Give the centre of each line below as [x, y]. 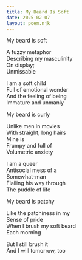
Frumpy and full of [29, 146]
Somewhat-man [26, 177]
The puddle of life [29, 190]
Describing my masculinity [39, 59]
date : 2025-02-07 [28, 18]
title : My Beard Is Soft [38, 12]
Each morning [24, 233]
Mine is [15, 139]
